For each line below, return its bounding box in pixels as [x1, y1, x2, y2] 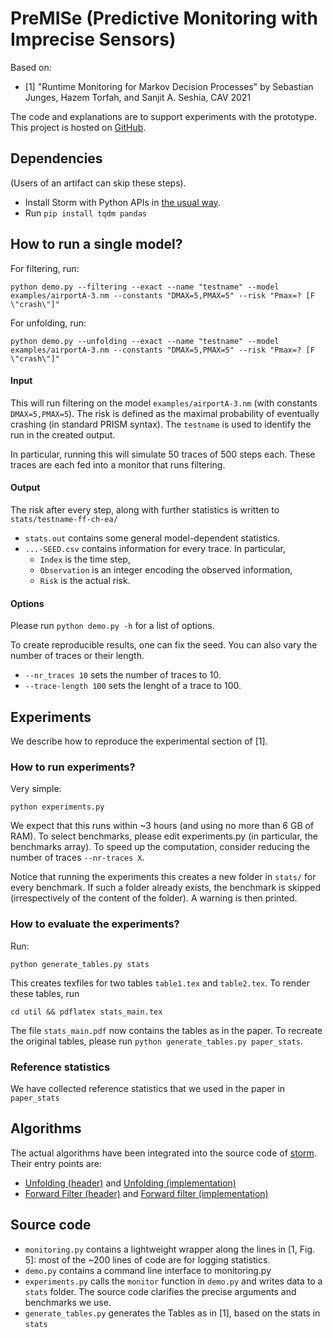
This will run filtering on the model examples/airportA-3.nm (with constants [10, 397, 318, 409]
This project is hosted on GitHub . [10, 121, 147, 133]
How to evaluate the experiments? [10, 917, 180, 931]
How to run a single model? [10, 236, 183, 253]
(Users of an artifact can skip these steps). [10, 177, 187, 189]
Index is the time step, [39, 553, 131, 565]
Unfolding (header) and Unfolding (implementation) [24, 1177, 237, 1189]
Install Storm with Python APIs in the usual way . [24, 196, 221, 208]
